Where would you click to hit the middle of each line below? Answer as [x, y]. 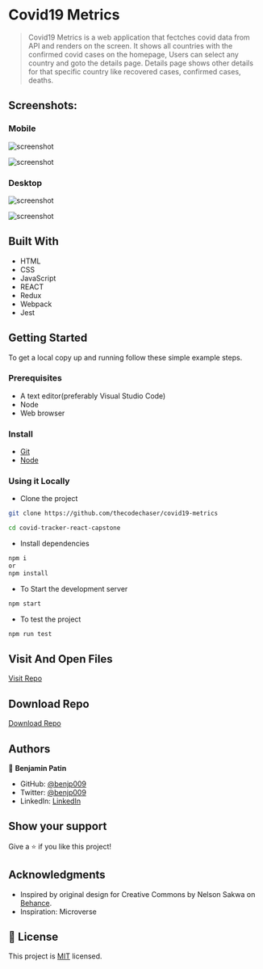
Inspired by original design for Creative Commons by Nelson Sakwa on [138, 894]
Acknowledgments [57, 875]
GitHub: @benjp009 [53, 784]
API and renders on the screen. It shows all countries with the [130, 45]
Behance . [36, 903]
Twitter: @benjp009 [53, 792]
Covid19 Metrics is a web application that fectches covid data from [139, 37]
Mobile [22, 128]
